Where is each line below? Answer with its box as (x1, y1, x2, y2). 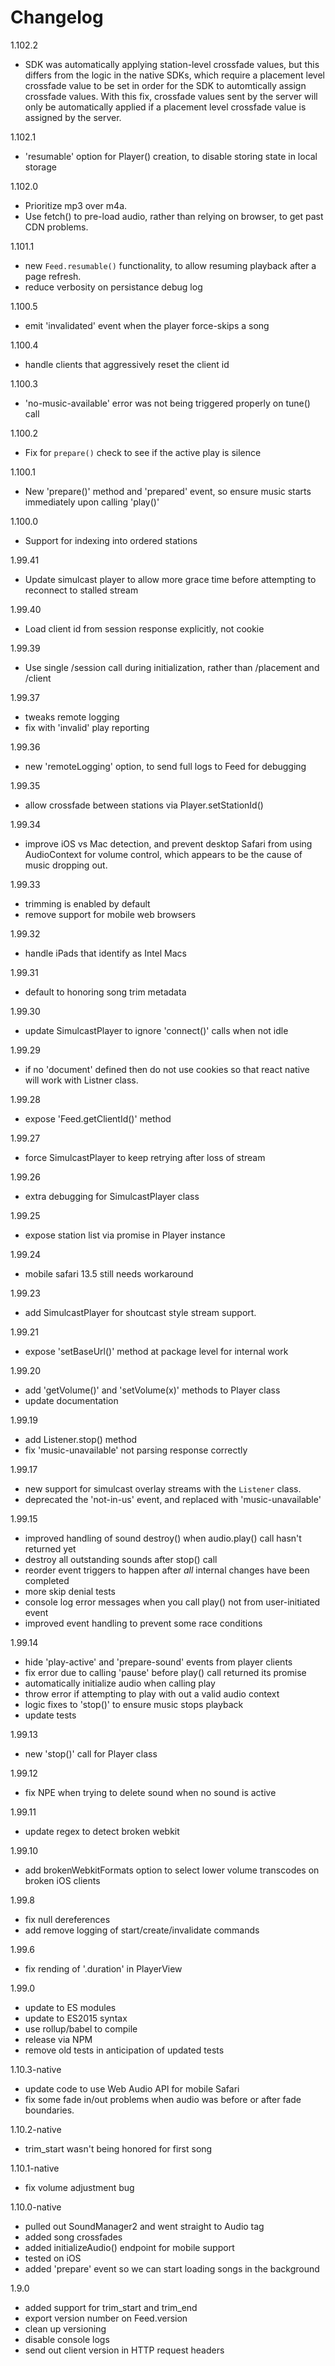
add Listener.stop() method (24, 1433, 138, 1445)
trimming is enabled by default (24, 897, 151, 910)
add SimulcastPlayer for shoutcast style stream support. (24, 1306, 257, 1318)
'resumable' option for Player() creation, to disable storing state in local (24, 150, 318, 162)
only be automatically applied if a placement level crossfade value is (24, 101, 307, 113)
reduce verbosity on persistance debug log (24, 281, 203, 293)
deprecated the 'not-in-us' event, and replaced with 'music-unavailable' (24, 1493, 322, 1505)
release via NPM (24, 2033, 93, 2045)
